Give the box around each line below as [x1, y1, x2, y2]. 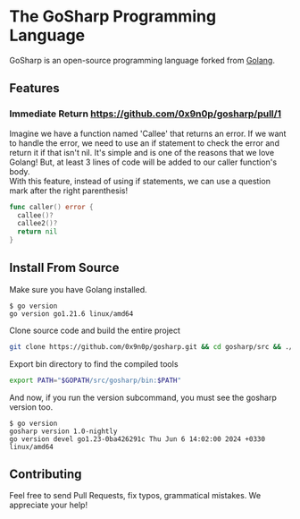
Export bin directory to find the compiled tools [9, 358, 179, 369]
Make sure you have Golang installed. [9, 284, 147, 294]
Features [9, 81, 60, 96]
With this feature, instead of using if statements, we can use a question [9, 175, 271, 186]
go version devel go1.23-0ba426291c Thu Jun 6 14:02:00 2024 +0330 [9, 434, 266, 444]
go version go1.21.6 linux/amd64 [9, 309, 134, 319]
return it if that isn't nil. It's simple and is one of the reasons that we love [9, 147, 275, 157]
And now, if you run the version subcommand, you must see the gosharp [9, 392, 277, 403]
